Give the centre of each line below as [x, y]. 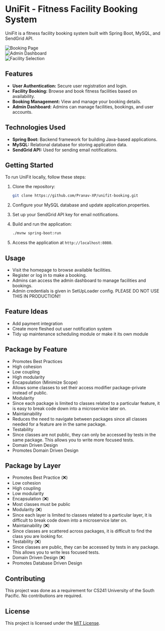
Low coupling [26, 372]
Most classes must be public [41, 504]
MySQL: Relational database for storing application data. [70, 144]
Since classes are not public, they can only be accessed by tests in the [84, 434]
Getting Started [29, 165]
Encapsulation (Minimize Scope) [45, 382]
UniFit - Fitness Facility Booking [71, 9]
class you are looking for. [38, 536]
